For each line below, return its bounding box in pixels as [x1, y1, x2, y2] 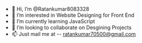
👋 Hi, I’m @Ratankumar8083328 [11, 6, 89, 12]
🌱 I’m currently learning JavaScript [11, 18, 95, 24]
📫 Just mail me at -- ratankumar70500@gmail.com [11, 31, 136, 37]
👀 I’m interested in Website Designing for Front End [11, 12, 134, 19]
